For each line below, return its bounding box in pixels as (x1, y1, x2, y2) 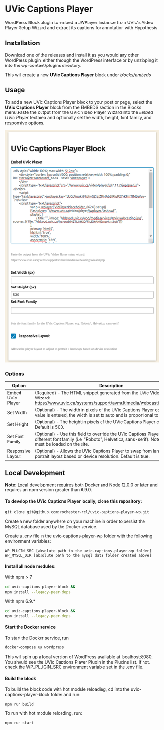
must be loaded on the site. (35, 441, 89, 447)
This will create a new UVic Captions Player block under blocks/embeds (5, 72, 151, 78)
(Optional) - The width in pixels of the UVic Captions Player (35, 407, 154, 413)
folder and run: (50, 691, 81, 697)
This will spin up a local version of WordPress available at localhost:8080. (5, 654, 153, 660)
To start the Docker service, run (5, 635, 69, 641)
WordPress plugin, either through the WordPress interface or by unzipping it (5, 57, 158, 63)
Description (99, 382, 123, 388)
